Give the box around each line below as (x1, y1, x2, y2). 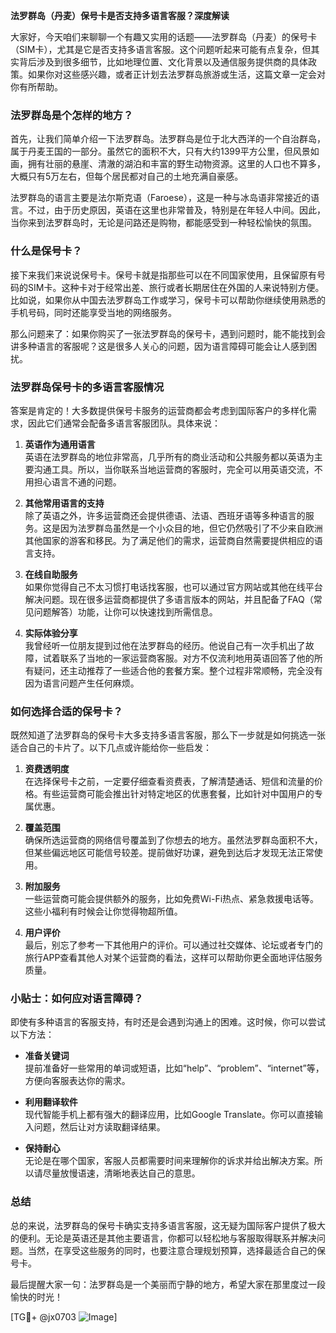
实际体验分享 (24, 627, 78, 639)
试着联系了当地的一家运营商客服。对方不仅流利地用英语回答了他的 (42, 652, 315, 664)
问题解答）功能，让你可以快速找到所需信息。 (33, 605, 218, 618)
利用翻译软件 (24, 1096, 78, 1108)
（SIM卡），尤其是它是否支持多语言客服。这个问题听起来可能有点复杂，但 (10, 44, 312, 55)
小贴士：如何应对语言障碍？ (10, 992, 144, 1006)
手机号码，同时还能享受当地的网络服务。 (10, 306, 177, 318)
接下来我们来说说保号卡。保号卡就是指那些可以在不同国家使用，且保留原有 (10, 269, 317, 281)
